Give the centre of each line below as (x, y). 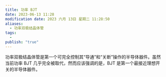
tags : (11, 33)
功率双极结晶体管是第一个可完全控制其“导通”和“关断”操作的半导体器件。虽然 (83, 57)
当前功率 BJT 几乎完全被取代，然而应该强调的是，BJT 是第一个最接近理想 (81, 63)
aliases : (14, 24)
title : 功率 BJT (21, 10)
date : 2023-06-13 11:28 (30, 14)
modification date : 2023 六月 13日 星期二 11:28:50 (58, 19)
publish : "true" (22, 42)
